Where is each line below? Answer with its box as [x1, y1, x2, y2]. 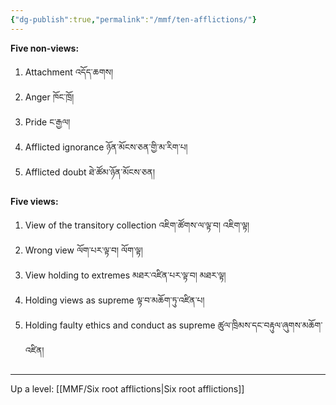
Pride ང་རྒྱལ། [24, 116, 71, 128]
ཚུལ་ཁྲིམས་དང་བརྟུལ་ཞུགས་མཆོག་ [217, 319, 323, 331]
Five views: [10, 195, 59, 207]
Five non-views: [10, 42, 80, 54]
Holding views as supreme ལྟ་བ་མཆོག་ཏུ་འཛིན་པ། [24, 294, 205, 306]
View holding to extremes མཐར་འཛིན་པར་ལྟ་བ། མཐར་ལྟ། [24, 269, 227, 281]
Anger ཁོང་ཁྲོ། [24, 91, 75, 103]
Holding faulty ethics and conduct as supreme [24, 319, 216, 331]
